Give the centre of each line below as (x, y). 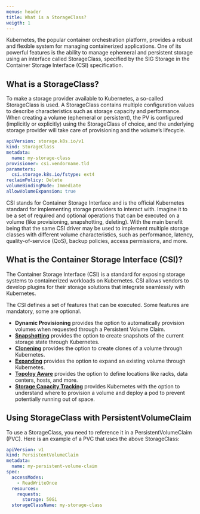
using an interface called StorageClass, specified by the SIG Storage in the (98, 59)
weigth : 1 (19, 23)
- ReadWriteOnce (37, 483)
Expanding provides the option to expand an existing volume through (100, 361)
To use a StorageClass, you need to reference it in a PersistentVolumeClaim (99, 432)
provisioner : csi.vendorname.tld (48, 163)
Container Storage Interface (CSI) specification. (65, 65)
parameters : (21, 169)
